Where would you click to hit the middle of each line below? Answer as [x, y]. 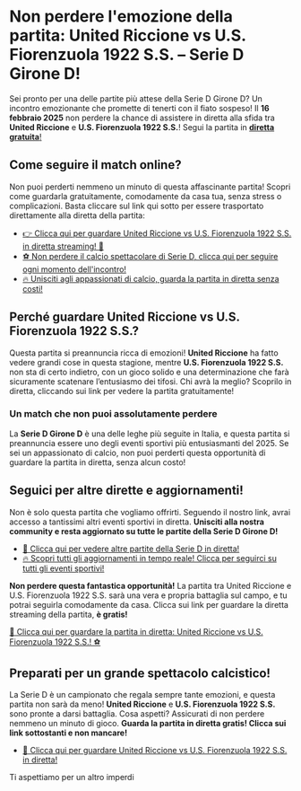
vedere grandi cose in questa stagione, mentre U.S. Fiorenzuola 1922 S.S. [146, 362]
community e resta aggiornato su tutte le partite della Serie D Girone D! [144, 531]
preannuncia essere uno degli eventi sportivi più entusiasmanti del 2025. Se [149, 443]
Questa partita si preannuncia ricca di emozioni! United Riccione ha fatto [144, 353]
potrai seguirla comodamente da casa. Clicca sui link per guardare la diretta [149, 604]
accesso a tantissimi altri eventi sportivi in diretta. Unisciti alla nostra [137, 522]
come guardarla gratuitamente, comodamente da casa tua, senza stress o [146, 196]
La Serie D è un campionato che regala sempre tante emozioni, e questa [142, 695]
